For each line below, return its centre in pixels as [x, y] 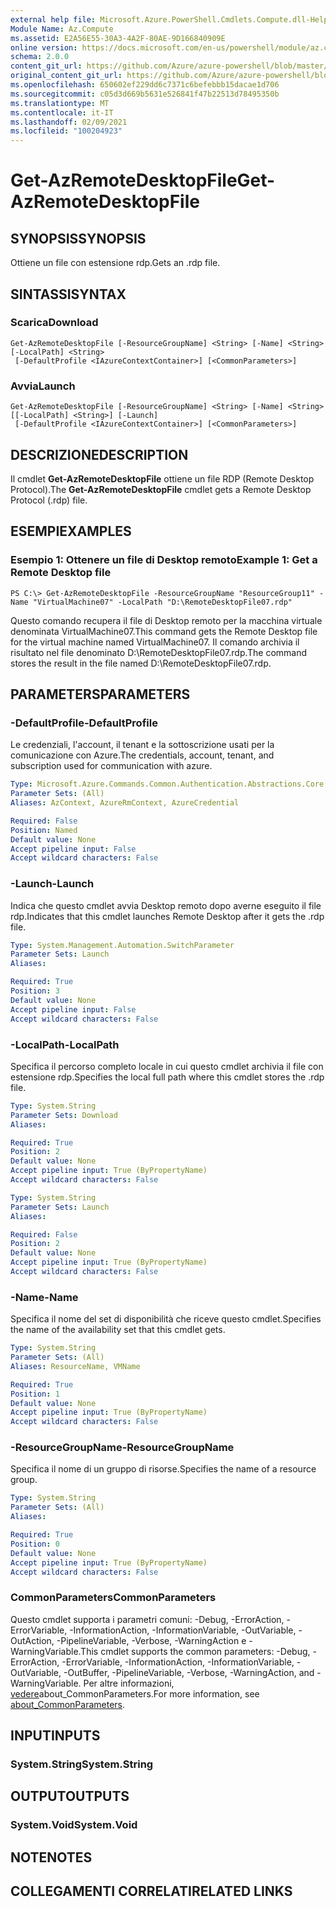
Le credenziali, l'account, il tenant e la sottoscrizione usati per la [142, 745]
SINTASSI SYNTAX [68, 294]
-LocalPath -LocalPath [65, 1044]
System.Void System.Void [74, 1825]
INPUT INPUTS [55, 1736]
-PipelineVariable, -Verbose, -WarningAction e [151, 1640]
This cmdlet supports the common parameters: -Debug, [195, 1651]
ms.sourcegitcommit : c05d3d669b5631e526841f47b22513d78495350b [145, 94]
